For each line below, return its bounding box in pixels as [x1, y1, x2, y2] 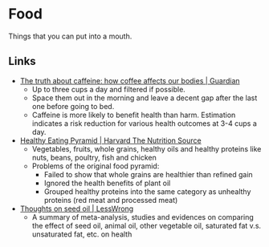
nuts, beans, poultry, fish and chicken [31, 152, 157, 162]
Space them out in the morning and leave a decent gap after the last [31, 93, 258, 103]
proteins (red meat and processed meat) [43, 195, 178, 204]
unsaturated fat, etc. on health [31, 229, 132, 239]
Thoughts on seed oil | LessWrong [19, 204, 134, 213]
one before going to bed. [31, 101, 115, 111]
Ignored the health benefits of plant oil [43, 178, 171, 188]
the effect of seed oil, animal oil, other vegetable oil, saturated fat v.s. [31, 221, 262, 230]
